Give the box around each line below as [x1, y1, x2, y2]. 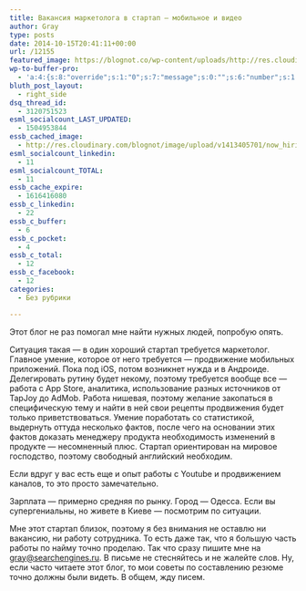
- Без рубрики [17, 293, 71, 302]
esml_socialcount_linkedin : [9, 149, 117, 158]
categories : [9, 285, 55, 294]
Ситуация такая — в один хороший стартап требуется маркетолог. [9, 344, 270, 355]
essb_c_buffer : [9, 216, 67, 226]
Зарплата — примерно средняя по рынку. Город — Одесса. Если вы [9, 495, 276, 506]
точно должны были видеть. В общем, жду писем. [9, 571, 206, 582]
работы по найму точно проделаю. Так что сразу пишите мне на [9, 542, 261, 553]
